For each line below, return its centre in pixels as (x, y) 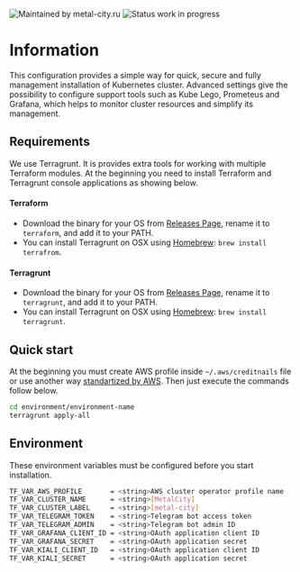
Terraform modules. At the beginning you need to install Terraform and (141, 173)
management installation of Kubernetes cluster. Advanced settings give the (149, 85)
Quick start (41, 350)
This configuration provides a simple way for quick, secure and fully (135, 75)
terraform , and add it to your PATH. (88, 232)
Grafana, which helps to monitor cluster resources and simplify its (132, 104)
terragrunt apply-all (50, 415)
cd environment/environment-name (72, 407)
